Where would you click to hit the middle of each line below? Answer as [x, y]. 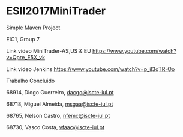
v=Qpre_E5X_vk [26, 57]
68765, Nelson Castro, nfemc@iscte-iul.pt [58, 115]
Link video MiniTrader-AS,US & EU [49, 51]
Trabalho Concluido [31, 81]
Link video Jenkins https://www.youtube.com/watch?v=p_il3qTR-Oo [91, 69]
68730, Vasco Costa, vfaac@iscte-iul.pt [55, 127]
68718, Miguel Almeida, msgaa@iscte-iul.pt [60, 104]
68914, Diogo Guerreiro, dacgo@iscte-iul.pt [60, 92]
